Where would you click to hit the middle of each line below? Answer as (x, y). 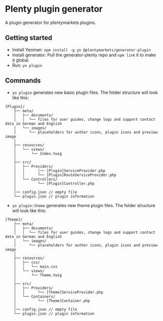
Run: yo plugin (27, 65)
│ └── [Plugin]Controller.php (54, 183)
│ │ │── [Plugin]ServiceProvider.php (60, 171)
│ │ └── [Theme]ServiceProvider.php (59, 292)
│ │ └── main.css (36, 267)
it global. (21, 60)
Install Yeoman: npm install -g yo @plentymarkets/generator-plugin (81, 49)
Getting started (29, 38)
